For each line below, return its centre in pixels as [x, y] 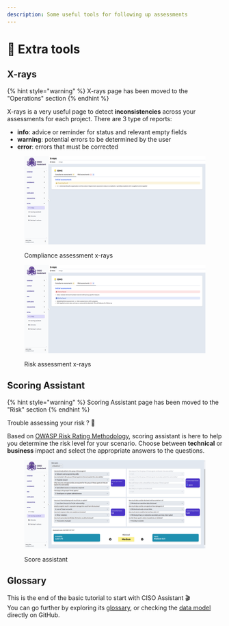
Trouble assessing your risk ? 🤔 [51, 423]
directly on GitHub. [33, 615]
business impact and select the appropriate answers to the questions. [106, 450]
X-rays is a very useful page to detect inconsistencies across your [102, 111]
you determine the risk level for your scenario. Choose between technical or [115, 443]
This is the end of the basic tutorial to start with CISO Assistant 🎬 [99, 598]
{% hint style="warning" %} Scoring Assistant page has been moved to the [113, 402]
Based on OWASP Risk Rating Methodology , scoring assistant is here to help [114, 436]
